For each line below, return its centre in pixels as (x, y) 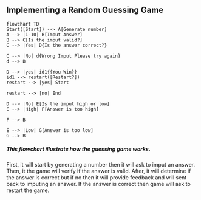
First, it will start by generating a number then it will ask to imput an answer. (101, 164)
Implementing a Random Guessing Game (85, 10)
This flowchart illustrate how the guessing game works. (78, 149)
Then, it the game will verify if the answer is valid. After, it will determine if (99, 171)
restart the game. (28, 190)
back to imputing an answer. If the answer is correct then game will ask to (99, 184)
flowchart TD (23, 24)
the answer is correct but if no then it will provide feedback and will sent (97, 177)
